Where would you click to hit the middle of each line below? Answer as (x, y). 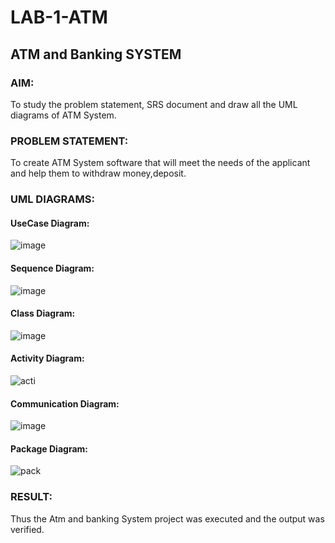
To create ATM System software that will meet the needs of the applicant (160, 163)
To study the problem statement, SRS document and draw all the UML (154, 104)
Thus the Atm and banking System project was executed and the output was (167, 518)
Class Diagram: (43, 313)
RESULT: (31, 497)
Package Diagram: (49, 448)
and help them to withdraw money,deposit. (98, 173)
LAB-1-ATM (59, 17)
